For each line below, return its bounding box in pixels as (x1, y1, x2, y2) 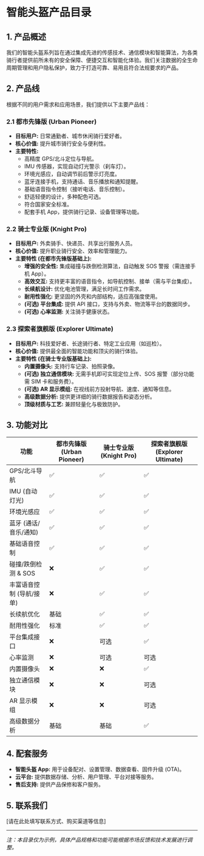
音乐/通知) (9, 528, 39, 536)
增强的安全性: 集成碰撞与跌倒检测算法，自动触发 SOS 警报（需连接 (24, 262, 191, 270)
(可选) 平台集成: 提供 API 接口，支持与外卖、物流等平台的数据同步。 (24, 301, 194, 308)
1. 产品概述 (6, 32, 47, 42)
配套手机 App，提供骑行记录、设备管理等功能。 (24, 208, 143, 216)
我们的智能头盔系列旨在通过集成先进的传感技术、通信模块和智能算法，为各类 (6, 49, 198, 56)
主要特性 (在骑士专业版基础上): (15, 355, 92, 362)
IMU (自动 (9, 487, 38, 495)
